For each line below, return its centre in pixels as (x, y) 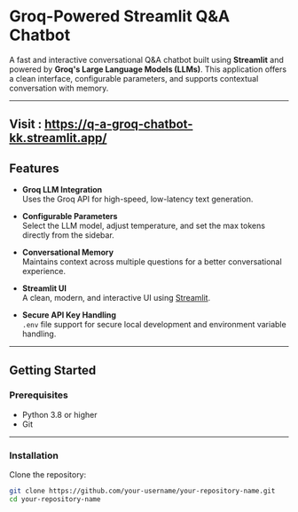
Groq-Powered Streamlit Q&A (120, 16)
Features (34, 168)
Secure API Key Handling (69, 315)
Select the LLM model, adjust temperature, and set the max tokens (144, 226)
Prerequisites (39, 395)
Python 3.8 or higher (59, 414)
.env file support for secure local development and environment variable (154, 325)
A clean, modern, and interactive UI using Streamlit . (116, 298)
